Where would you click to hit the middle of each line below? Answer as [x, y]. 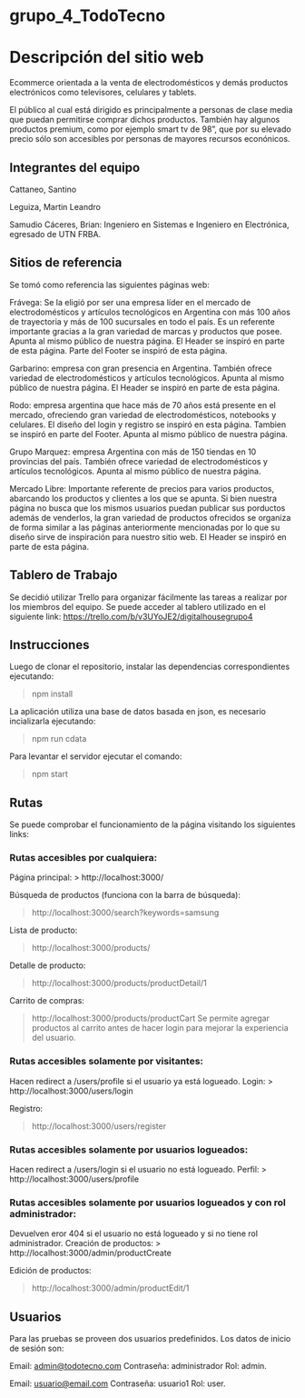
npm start [49, 774]
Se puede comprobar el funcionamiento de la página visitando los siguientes [152, 824]
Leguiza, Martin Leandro [55, 206]
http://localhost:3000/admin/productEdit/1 [110, 1288]
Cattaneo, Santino [43, 189]
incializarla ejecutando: [53, 721]
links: [20, 834]
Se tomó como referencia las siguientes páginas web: [110, 285]
